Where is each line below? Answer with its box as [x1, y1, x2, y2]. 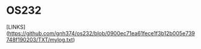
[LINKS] [6, 23, 26, 30]
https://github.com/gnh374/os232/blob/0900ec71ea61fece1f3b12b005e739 [8, 29, 196, 36]
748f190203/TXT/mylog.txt [6, 36, 73, 43]
